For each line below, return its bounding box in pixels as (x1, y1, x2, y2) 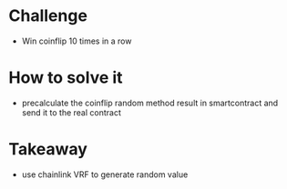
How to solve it (8, 67, 124, 88)
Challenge (8, 5, 88, 26)
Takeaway (8, 139, 88, 160)
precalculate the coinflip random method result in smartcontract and (21, 97, 279, 108)
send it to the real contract (21, 106, 122, 118)
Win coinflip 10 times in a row (21, 35, 132, 46)
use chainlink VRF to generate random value (21, 169, 189, 180)
